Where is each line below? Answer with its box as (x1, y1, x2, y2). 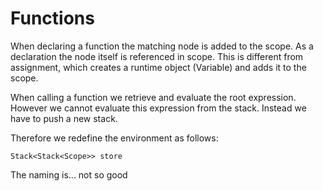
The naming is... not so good (10, 168, 128, 181)
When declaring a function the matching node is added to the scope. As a (10, 40, 314, 52)
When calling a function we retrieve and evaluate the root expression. (10, 91, 297, 103)
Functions (10, 7, 95, 30)
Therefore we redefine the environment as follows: (10, 132, 219, 144)
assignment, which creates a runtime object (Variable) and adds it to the (10, 61, 307, 73)
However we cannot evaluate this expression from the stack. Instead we (10, 102, 307, 114)
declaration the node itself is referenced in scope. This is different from (10, 50, 304, 62)
